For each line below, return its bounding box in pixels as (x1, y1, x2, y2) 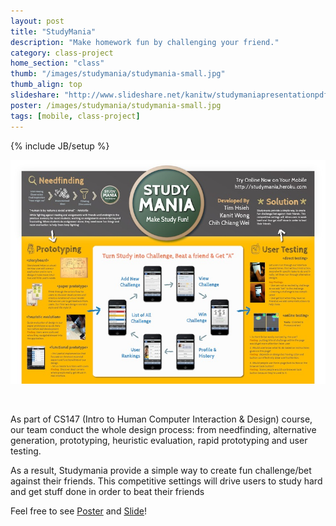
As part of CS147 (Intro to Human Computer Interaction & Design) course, (10, 413, 313, 425)
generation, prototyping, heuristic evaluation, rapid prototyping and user (10, 434, 308, 446)
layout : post (10, 16, 65, 26)
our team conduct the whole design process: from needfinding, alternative (10, 423, 317, 435)
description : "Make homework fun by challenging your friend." (10, 37, 280, 47)
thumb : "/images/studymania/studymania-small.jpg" (10, 69, 226, 79)
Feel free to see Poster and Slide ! (10, 505, 147, 517)
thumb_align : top (10, 80, 83, 90)
